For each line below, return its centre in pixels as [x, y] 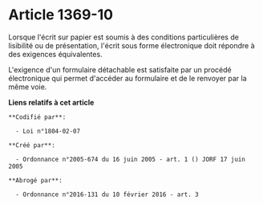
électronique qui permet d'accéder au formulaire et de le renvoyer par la [127, 78]
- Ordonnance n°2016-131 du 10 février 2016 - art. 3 [107, 195]
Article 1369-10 [61, 15]
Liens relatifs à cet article [51, 102]
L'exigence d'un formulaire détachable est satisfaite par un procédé [120, 69]
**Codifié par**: [37, 117]
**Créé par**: [32, 145]
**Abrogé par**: [35, 180]
